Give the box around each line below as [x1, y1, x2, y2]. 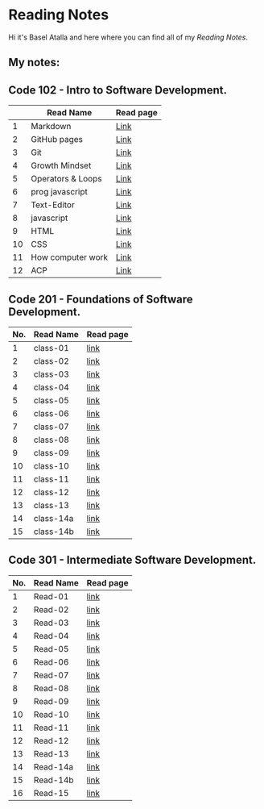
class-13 [33, 499, 70, 511]
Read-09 [33, 695, 69, 707]
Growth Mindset [31, 160, 92, 171]
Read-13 [33, 748, 69, 759]
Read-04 [33, 630, 69, 641]
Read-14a [33, 761, 74, 772]
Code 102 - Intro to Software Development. [8, 83, 228, 97]
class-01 [33, 342, 70, 353]
